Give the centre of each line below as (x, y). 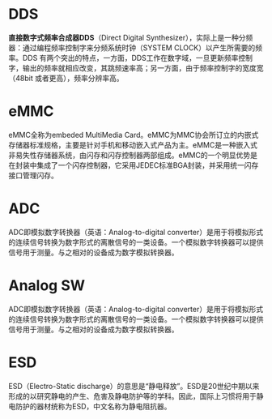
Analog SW (47, 285)
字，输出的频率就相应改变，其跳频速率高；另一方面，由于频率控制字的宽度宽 (136, 68)
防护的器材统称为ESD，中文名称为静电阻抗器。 (93, 406)
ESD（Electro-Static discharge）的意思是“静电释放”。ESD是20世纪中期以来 (134, 386)
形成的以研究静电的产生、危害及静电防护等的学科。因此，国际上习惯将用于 (132, 396)
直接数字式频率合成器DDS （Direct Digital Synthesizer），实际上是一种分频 (131, 37)
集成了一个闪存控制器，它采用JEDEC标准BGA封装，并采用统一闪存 (147, 165)
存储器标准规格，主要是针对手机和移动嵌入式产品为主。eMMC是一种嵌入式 (133, 145)
